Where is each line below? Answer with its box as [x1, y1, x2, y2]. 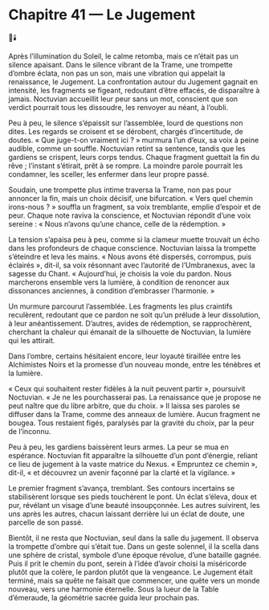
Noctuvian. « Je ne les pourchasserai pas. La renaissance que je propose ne [8, 392, 262, 402]
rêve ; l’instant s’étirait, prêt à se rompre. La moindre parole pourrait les [8, 161, 243, 170]
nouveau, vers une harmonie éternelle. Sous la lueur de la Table [8, 584, 219, 594]
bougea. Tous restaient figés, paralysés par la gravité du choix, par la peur [8, 418, 255, 428]
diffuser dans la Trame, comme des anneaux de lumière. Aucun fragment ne [8, 409, 261, 419]
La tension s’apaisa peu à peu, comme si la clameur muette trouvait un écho [8, 235, 260, 244]
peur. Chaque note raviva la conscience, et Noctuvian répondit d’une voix [8, 211, 251, 220]
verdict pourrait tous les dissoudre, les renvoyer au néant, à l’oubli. [8, 102, 229, 112]
